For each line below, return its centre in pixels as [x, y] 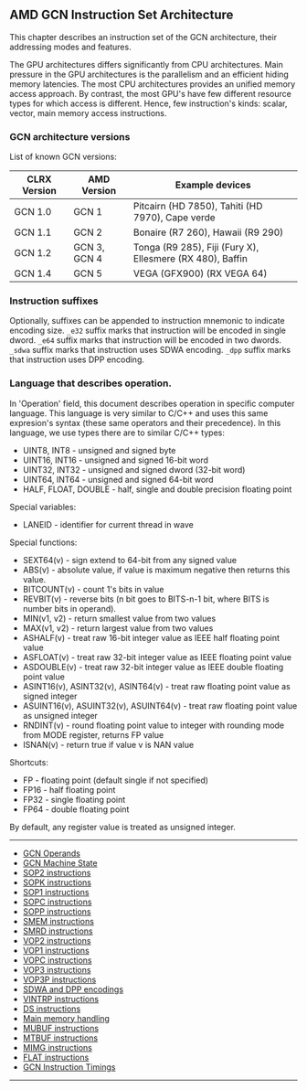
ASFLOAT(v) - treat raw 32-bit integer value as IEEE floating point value [157, 657]
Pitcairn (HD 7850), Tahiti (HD [198, 207]
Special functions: [43, 542]
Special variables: [43, 507]
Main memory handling [66, 1018]
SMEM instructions [58, 921]
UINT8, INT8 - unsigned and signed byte [99, 450]
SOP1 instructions [56, 892]
